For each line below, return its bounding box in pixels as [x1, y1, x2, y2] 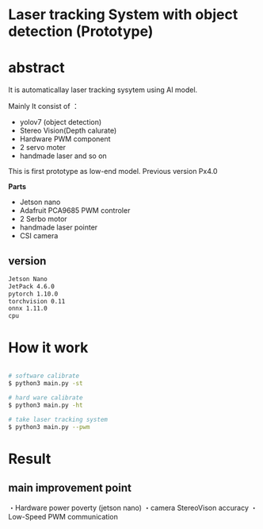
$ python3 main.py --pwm [8, 423, 90, 431]
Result [8, 450, 51, 468]
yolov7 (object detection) [19, 118, 102, 127]
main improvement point [8, 481, 132, 494]
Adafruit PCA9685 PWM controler [19, 206, 131, 215]
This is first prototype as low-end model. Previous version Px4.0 [8, 167, 218, 176]
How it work [8, 339, 89, 357]
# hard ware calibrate [8, 393, 83, 402]
